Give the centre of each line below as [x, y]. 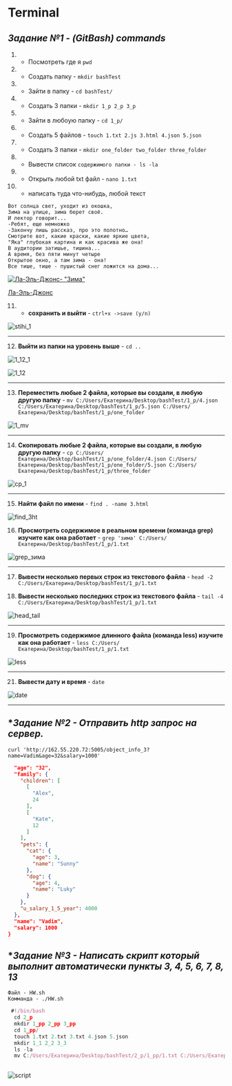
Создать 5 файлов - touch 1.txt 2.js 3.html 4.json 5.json [115, 135]
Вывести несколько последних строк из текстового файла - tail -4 [120, 596]
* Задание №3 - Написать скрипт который [104, 956]
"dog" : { [39, 876]
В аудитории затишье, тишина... [54, 248]
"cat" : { [39, 851]
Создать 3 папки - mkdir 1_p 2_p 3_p [82, 106]
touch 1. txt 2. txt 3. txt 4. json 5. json [71, 1036]
